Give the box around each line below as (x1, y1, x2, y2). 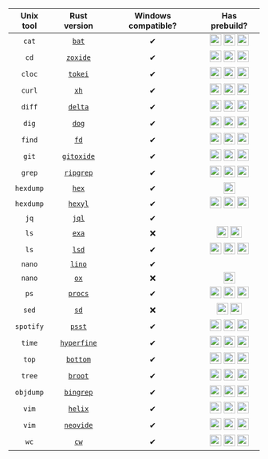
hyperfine (59, 338, 97, 347)
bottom (66, 354, 92, 364)
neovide (64, 421, 93, 429)
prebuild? (211, 20, 248, 31)
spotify (14, 322, 44, 330)
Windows (134, 10, 171, 21)
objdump (14, 387, 44, 397)
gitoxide (62, 152, 96, 160)
